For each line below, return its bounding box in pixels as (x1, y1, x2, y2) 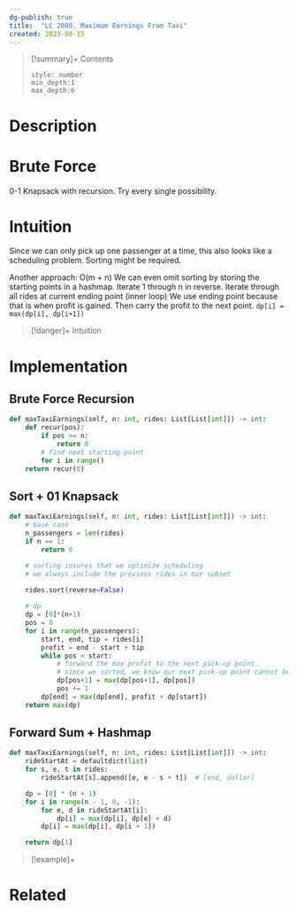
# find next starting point (41, 448, 144, 457)
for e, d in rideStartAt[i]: (41, 806, 148, 814)
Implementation (9, 356, 128, 376)
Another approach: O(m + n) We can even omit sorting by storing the (9, 272, 260, 283)
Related (9, 885, 66, 906)
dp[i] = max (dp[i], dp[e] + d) (56, 814, 172, 823)
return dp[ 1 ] (25, 838, 73, 847)
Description (9, 116, 97, 135)
